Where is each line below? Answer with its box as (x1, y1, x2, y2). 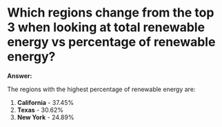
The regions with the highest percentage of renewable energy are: (7, 85, 196, 93)
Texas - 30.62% (17, 106, 64, 114)
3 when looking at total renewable (7, 19, 205, 35)
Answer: (7, 71, 32, 80)
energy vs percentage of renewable (7, 35, 216, 50)
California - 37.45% (17, 98, 74, 106)
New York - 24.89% (17, 113, 74, 121)
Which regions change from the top (7, 5, 214, 21)
